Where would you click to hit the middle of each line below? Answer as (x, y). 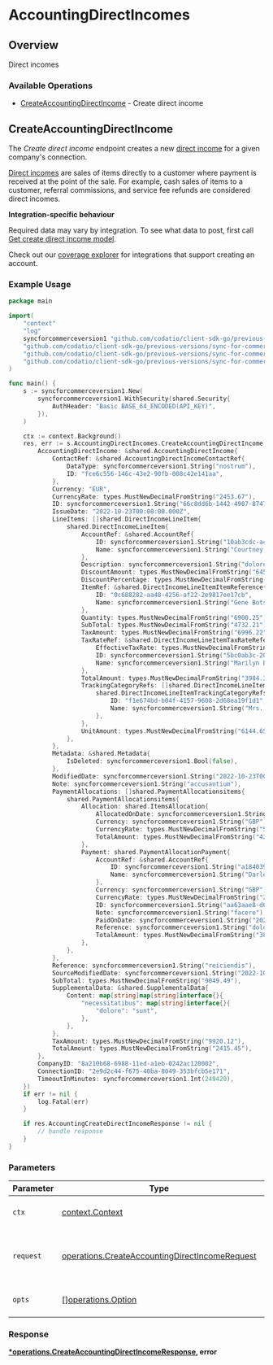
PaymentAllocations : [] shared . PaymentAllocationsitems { (148, 792)
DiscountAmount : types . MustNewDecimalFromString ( (167, 572)
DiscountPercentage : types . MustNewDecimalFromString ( (174, 580)
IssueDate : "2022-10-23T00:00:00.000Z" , (121, 512)
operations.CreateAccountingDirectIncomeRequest (159, 1256)
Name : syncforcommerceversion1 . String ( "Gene (172, 602)
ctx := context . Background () (72, 436)
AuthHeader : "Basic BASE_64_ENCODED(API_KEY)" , (134, 406)
